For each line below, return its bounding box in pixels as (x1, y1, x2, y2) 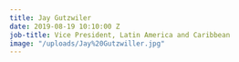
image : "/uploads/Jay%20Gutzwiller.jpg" (9, 38, 166, 48)
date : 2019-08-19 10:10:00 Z (9, 22, 120, 31)
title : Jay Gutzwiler (9, 13, 92, 23)
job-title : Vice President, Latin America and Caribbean (9, 30, 231, 39)
